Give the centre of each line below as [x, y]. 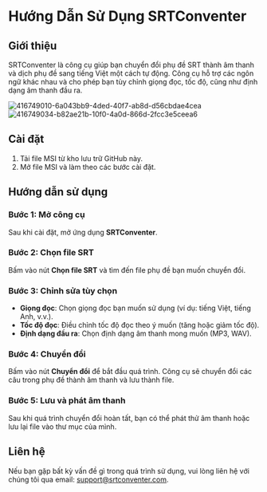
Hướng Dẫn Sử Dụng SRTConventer [128, 16]
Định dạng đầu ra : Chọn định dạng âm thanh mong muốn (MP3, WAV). [136, 333]
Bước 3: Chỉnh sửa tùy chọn [63, 290]
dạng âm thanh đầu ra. [45, 90]
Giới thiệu [33, 46]
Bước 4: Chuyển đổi [47, 354]
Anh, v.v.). [36, 317]
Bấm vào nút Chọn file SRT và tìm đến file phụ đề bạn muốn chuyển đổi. [127, 270]
